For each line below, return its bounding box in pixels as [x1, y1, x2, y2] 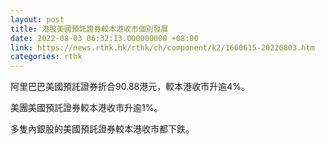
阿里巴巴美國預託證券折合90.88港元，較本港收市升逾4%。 [10, 81, 250, 93]
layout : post [10, 14, 65, 25]
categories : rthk [10, 52, 83, 62]
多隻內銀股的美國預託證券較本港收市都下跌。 [10, 123, 195, 135]
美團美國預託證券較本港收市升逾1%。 [10, 102, 163, 114]
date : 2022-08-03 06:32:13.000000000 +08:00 [10, 33, 199, 43]
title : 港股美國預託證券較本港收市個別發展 [10, 24, 169, 34]
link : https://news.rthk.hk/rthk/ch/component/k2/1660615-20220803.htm [10, 42, 315, 53]
